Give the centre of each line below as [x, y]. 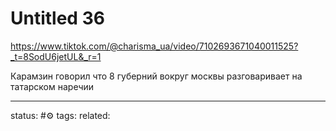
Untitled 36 [57, 18]
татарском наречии [52, 86]
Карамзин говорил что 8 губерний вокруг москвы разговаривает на [156, 76]
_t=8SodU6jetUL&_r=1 [56, 56]
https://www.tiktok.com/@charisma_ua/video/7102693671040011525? [154, 46]
